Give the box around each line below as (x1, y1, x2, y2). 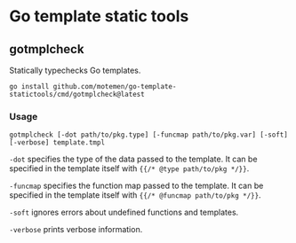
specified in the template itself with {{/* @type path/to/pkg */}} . (9, 163, 250, 174)
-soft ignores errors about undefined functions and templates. (9, 207, 239, 218)
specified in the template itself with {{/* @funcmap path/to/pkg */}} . (9, 190, 261, 200)
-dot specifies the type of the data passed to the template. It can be (9, 153, 258, 165)
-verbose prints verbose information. (9, 224, 143, 235)
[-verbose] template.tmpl (9, 138, 105, 147)
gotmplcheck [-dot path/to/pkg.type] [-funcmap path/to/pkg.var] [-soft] (9, 130, 289, 139)
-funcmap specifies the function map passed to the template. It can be (9, 180, 264, 192)
